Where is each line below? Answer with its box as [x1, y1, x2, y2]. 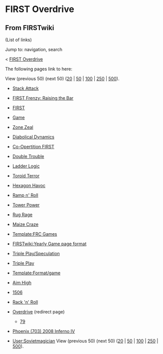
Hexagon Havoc [12, 183, 46, 189]
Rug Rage [12, 212, 33, 218]
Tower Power [12, 202, 40, 208]
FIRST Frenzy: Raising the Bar [12, 95, 74, 101]
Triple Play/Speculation [12, 251, 60, 256]
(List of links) [5, 37, 32, 43]
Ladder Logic [12, 163, 40, 169]
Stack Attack [12, 85, 39, 91]
